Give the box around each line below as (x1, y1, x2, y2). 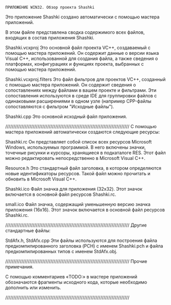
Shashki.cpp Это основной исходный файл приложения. (5, 113, 128, 119)
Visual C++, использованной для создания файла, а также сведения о (5, 55, 158, 62)
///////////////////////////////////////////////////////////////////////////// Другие (5, 222, 147, 228)
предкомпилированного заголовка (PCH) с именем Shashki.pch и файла (5, 243, 163, 249)
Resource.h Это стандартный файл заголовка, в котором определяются (5, 165, 162, 171)
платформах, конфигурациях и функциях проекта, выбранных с (5, 61, 144, 67)
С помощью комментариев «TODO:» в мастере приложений (5, 274, 138, 279)
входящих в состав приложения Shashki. (5, 35, 94, 40)
